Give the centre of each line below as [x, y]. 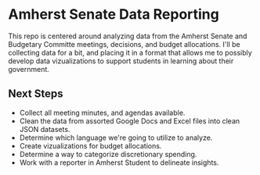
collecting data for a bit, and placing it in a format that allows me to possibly [130, 52]
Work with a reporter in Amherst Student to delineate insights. [119, 162]
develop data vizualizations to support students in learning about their [121, 61]
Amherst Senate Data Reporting [114, 14]
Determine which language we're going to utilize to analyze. [116, 137]
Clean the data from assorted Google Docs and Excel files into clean [130, 121]
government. [29, 69]
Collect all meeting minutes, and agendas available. [102, 112]
